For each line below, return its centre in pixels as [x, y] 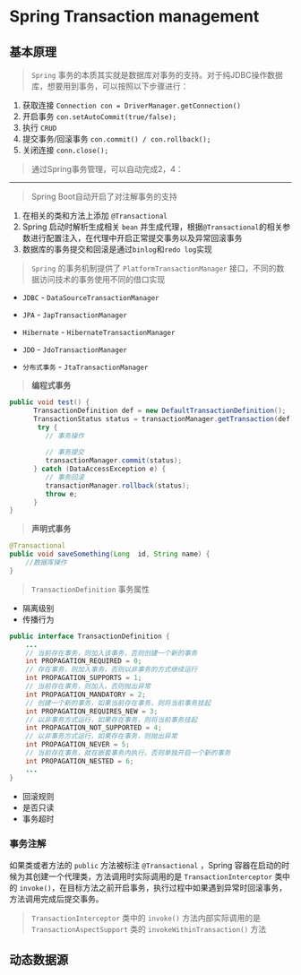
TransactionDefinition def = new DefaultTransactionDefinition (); [159, 410]
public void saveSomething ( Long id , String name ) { [110, 554]
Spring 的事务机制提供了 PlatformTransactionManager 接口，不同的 [154, 268]
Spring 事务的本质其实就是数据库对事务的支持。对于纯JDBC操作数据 [157, 75]
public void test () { [50, 402]
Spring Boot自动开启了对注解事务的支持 [104, 196]
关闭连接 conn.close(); [65, 150]
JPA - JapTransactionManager [74, 315]
